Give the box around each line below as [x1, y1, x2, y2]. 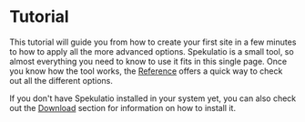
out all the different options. [9, 75, 114, 86]
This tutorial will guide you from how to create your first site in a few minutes [9, 36, 297, 47]
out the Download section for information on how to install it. [9, 102, 237, 113]
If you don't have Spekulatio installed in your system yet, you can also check [9, 93, 297, 104]
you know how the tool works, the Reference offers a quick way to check [9, 66, 283, 76]
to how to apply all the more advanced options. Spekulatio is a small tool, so [9, 46, 294, 56]
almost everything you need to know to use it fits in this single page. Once [9, 56, 288, 66]
